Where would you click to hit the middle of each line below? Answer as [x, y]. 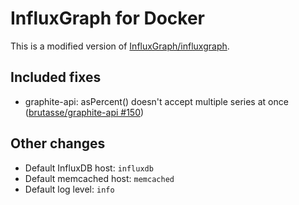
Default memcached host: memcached [99, 178]
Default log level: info [69, 189]
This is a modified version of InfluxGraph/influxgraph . [120, 46]
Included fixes [56, 77]
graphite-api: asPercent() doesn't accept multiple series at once [156, 101]
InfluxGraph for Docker [108, 18]
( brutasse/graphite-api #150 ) [84, 112]
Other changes [58, 143]
